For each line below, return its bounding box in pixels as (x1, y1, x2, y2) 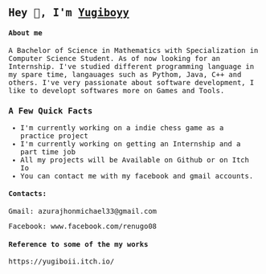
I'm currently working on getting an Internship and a (19, 139, 241, 148)
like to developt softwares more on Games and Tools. (8, 86, 225, 95)
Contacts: (8, 189, 47, 198)
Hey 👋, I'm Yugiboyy (8, 6, 130, 19)
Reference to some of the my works (8, 239, 149, 248)
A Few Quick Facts (8, 105, 93, 116)
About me (8, 28, 43, 37)
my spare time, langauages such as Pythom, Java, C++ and (8, 70, 242, 79)
